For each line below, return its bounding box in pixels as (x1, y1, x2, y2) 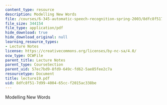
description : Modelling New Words (5, 12, 77, 17)
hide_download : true (5, 30, 48, 35)
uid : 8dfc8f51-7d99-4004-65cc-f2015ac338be (5, 80, 97, 85)
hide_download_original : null (5, 35, 68, 40)
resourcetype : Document (5, 71, 55, 76)
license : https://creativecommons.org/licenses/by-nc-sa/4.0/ (5, 48, 137, 53)
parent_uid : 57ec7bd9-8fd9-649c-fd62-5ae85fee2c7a (5, 67, 112, 72)
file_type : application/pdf (5, 26, 64, 31)
